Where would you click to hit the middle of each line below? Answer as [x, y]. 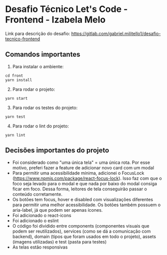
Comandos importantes [43, 55]
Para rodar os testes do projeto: [45, 108]
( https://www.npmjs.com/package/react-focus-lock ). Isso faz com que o [87, 178]
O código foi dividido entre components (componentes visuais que [81, 226]
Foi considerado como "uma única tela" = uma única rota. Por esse [81, 162]
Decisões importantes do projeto [57, 150]
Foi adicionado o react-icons [42, 215]
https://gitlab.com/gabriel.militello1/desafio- [116, 33]
